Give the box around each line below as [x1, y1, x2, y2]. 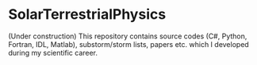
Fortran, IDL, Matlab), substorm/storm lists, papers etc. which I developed [8, 39, 250, 49]
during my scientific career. [8, 48, 98, 57]
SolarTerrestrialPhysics [8, 5, 167, 23]
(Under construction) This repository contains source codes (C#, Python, [8, 31, 247, 41]
